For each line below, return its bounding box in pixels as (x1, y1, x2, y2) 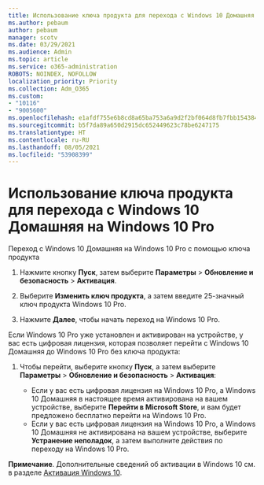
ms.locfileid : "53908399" (8, 150, 93, 158)
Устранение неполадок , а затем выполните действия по (31, 436, 223, 446)
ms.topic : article (8, 56, 68, 64)
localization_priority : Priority (8, 77, 118, 85)
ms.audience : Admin (8, 48, 72, 56)
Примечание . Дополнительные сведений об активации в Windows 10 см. (8, 460, 256, 469)
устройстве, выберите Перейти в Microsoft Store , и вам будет (31, 402, 241, 412)
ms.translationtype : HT (8, 128, 86, 136)
